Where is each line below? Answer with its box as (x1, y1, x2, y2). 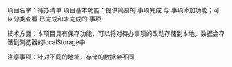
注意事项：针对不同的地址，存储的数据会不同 (7, 52, 135, 61)
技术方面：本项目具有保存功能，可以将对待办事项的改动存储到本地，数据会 (7, 30, 219, 37)
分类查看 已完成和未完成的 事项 (12, 15, 101, 23)
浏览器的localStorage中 (19, 38, 86, 46)
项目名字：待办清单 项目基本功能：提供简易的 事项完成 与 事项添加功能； (7, 6, 214, 14)
